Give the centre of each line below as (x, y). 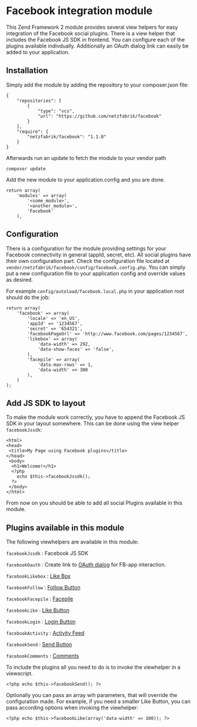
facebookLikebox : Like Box (38, 576)
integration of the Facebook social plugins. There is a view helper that (91, 33)
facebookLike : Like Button (38, 611)
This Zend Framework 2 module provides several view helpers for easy (92, 27)
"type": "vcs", (56, 111)
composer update (26, 169)
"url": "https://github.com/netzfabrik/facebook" (99, 116)
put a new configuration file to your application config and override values (96, 273)
